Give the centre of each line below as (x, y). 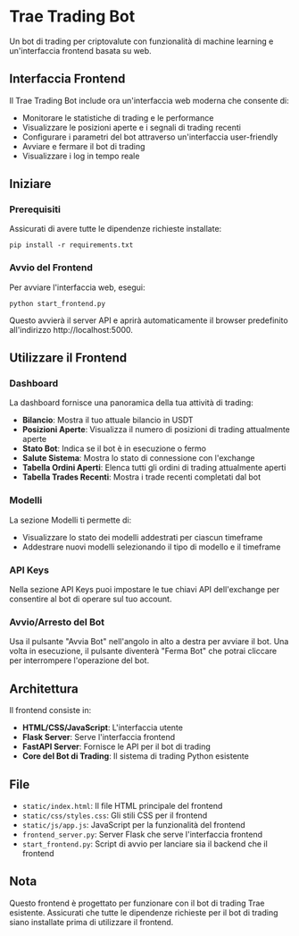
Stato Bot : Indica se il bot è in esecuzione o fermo (114, 448)
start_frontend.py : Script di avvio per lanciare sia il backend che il (145, 844)
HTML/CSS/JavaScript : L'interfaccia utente (102, 728)
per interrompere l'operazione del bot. (79, 660)
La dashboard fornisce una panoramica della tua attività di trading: (131, 403)
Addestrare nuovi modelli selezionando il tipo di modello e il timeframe (151, 547)
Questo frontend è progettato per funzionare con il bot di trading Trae (137, 903)
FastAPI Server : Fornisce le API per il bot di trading (116, 747)
